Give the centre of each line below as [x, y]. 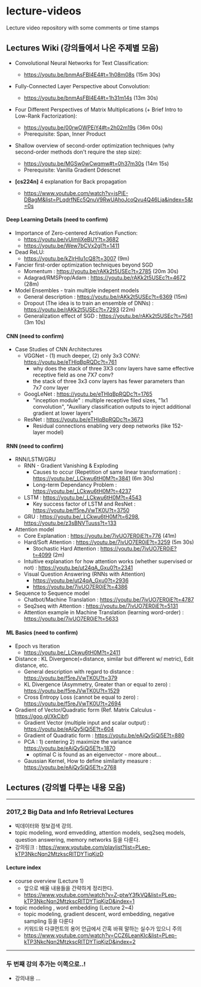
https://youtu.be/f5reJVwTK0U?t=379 [71, 678]
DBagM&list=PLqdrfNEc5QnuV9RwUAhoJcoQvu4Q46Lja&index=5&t [108, 199]
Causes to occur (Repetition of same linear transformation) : [107, 472]
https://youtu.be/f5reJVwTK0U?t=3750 [81, 510]
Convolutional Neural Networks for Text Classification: [82, 63]
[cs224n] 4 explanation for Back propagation [71, 181]
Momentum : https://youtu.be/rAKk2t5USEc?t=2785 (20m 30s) [101, 271]
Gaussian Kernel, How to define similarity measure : [87, 761]
